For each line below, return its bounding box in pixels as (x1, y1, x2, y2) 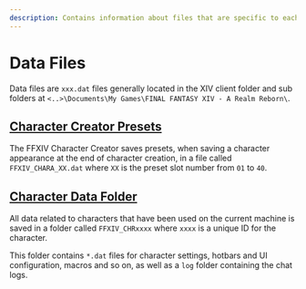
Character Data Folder (9, 189, 138, 204)
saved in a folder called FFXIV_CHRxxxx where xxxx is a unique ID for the (9, 222, 276, 233)
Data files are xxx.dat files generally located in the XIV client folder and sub (9, 83, 293, 94)
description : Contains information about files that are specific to (9, 13, 280, 23)
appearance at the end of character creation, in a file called (9, 152, 232, 164)
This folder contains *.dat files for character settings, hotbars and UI (9, 250, 268, 261)
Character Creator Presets (9, 119, 162, 134)
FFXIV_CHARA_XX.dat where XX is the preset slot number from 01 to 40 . (9, 162, 268, 173)
